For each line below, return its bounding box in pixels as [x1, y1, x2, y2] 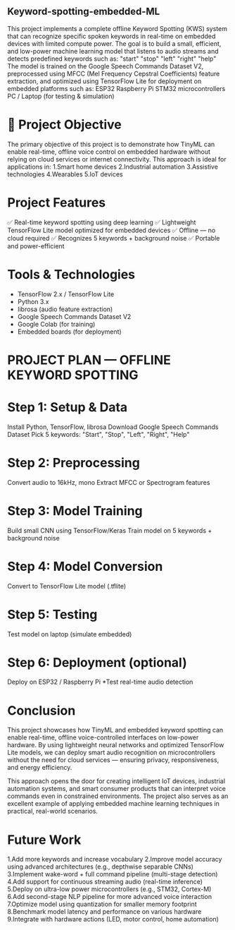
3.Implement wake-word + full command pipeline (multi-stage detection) [7, 870, 218, 878]
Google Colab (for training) [17, 320, 96, 328]
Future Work [7, 832, 82, 847]
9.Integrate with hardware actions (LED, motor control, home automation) [7, 915, 220, 924]
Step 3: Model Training [7, 502, 143, 519]
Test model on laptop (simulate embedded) [7, 629, 132, 638]
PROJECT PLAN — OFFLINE [7, 352, 171, 368]
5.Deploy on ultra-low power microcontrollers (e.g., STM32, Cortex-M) [7, 885, 212, 893]
